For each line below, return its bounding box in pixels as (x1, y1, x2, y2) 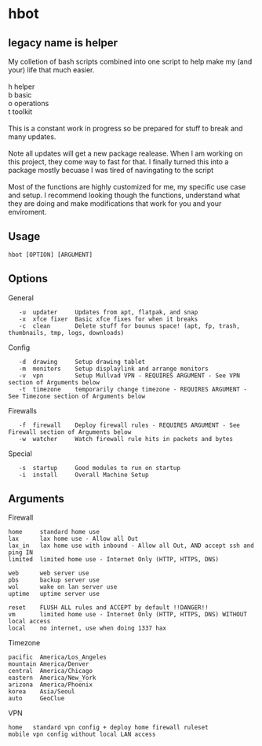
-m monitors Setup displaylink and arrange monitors (18, 365, 209, 373)
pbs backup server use (8, 576, 100, 584)
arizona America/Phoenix (8, 681, 93, 689)
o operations (8, 99, 49, 108)
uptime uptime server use (8, 590, 100, 598)
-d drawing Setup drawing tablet (18, 358, 146, 366)
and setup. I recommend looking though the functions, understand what (8, 190, 241, 200)
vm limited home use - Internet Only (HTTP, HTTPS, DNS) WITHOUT (8, 611, 247, 619)
